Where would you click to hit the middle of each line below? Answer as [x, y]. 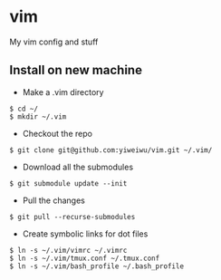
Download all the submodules [78, 167]
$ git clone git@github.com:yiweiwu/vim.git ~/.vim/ [111, 150]
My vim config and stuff [54, 42]
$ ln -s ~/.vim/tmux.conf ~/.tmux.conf [85, 258]
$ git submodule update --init [68, 183]
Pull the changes [54, 200]
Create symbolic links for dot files [85, 234]
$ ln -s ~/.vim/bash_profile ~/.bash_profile [96, 266]
